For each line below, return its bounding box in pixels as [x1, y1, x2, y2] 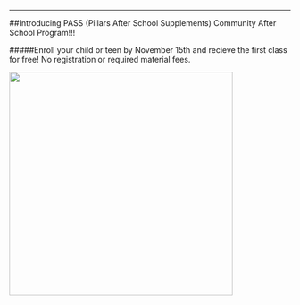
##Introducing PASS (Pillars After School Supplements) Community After [9, 18, 277, 28]
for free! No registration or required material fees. [9, 55, 191, 64]
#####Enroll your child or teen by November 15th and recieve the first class [9, 45, 287, 55]
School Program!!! [9, 28, 76, 38]
